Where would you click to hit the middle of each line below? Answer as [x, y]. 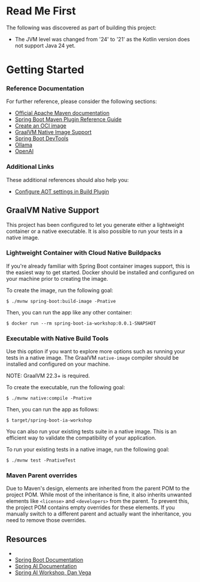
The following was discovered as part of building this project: [81, 28]
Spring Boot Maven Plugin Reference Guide [68, 119]
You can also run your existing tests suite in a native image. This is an [92, 432]
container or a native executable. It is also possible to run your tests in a [95, 231]
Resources [27, 539]
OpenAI [24, 151]
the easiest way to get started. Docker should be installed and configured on [100, 272]
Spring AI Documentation [46, 566]
